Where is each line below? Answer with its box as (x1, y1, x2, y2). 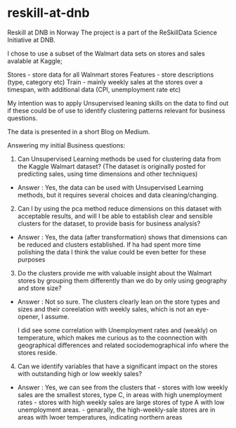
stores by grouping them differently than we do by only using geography (17, 276, 228, 285)
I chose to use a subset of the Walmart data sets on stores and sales (7, 49, 205, 58)
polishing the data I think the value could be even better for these (17, 247, 206, 256)
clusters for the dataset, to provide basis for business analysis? (17, 219, 201, 228)
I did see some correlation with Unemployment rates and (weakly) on (17, 325, 218, 335)
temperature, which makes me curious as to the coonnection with (17, 333, 208, 342)
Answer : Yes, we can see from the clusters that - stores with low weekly (17, 383, 228, 391)
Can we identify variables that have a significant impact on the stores (17, 362, 218, 370)
